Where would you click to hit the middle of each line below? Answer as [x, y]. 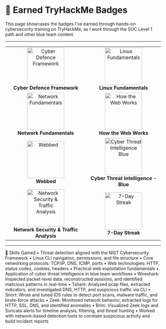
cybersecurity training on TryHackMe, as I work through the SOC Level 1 [79, 29]
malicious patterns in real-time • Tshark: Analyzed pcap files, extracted [78, 284]
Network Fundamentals [46, 133]
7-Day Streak [124, 232]
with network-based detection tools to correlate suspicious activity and [78, 316]
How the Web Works [124, 133]
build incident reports [27, 321]
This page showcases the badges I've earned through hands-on [70, 24]
